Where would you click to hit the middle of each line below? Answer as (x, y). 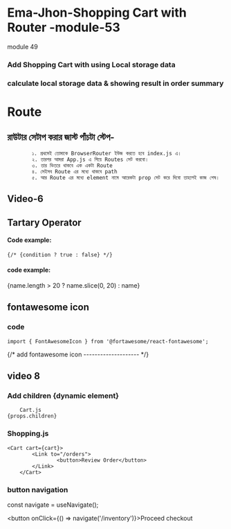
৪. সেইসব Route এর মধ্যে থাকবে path (75, 171)
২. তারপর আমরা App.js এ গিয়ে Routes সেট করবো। (90, 159)
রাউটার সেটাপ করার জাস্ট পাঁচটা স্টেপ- (61, 138)
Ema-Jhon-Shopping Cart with (97, 13)
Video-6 (25, 199)
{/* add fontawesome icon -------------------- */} (78, 354)
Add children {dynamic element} (63, 395)
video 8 (24, 376)
